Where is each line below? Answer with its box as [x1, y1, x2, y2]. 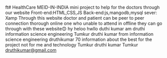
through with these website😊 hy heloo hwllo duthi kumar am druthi [5, 26, 145, 32]
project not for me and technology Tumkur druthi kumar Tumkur [5, 42, 138, 47]
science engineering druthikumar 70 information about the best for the [5, 36, 152, 42]
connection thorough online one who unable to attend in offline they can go [5, 20, 162, 26]
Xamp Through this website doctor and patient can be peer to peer [5, 15, 145, 21]
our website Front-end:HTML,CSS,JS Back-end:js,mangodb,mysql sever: [5, 10, 157, 16]
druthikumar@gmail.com [5, 47, 57, 53]
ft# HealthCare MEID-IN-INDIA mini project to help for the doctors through [5, 5, 160, 10]
